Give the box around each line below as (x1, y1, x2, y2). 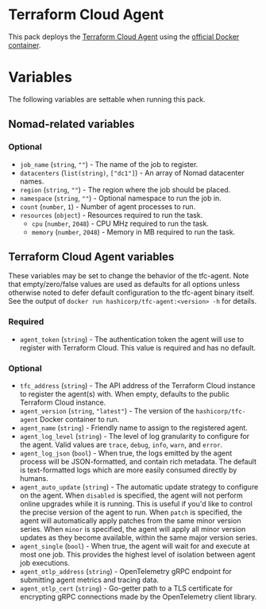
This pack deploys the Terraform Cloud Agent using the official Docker (8, 32, 240, 41)
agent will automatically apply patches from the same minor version (19, 515, 241, 526)
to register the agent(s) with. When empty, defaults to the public (19, 389, 230, 398)
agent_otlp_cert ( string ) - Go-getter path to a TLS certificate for (19, 583, 233, 593)
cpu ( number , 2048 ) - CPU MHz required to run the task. (31, 219, 209, 228)
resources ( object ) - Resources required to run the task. (19, 210, 203, 219)
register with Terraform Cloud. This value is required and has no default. (19, 343, 256, 352)
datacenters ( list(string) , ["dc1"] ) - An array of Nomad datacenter (19, 168, 245, 177)
